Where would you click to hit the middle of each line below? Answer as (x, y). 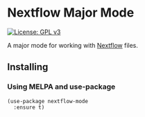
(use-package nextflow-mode (48, 101)
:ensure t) (29, 107)
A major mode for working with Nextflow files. (73, 45)
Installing (28, 67)
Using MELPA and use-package (61, 87)
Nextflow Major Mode (71, 13)
